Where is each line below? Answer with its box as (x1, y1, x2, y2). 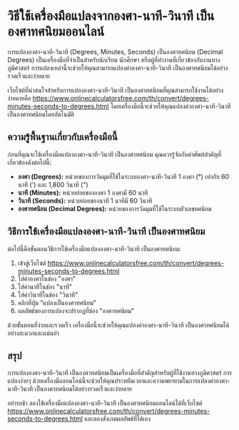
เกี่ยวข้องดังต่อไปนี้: (7, 158, 52, 166)
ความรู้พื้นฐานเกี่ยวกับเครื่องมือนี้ (7, 131, 118, 143)
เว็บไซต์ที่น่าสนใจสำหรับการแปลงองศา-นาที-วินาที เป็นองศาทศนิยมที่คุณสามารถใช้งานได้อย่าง (7, 86, 223, 94)
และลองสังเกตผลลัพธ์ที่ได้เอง (84, 414, 151, 423)
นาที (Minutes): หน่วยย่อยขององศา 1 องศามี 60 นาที (17, 188, 148, 197)
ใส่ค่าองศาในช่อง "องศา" (17, 274, 76, 282)
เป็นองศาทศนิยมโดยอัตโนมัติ (7, 110, 75, 118)
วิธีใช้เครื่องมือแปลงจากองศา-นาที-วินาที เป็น (7, 8, 215, 24)
